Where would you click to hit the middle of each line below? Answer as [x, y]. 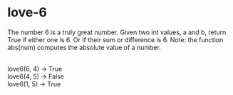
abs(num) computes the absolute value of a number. [84, 47]
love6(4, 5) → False [36, 76]
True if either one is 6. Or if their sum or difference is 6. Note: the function [115, 39]
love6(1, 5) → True [34, 84]
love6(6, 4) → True [35, 69]
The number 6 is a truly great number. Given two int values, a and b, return [117, 32]
